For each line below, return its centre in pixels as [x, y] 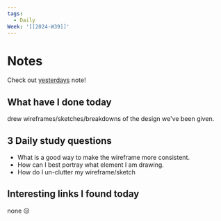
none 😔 [18, 211]
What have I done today [59, 102]
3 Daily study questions [60, 141]
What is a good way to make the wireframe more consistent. [103, 157]
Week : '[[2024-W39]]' [39, 26]
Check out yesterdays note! [47, 80]
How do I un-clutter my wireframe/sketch [76, 172]
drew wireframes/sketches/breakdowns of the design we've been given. [111, 119]
